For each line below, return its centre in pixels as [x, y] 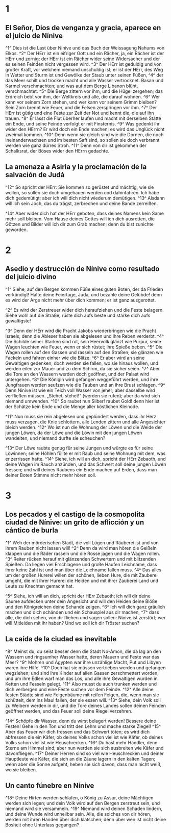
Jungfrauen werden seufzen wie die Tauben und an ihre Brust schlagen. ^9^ [85, 385]
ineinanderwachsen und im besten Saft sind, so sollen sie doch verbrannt [82, 140]
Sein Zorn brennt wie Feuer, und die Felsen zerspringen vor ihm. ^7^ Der [81, 107]
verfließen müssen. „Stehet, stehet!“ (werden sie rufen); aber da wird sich [83, 395]
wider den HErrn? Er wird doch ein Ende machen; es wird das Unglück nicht [85, 129]
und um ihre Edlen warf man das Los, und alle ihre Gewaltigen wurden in [81, 678]
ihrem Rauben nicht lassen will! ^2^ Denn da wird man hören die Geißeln [81, 548]
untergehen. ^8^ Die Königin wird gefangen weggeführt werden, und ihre [82, 379]
